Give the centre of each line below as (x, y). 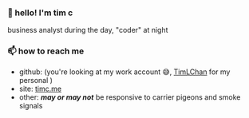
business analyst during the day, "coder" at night (88, 30)
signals (31, 105)
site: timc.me (40, 88)
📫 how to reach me (46, 51)
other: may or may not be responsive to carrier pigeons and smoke (130, 97)
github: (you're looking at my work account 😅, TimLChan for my (125, 72)
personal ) (36, 80)
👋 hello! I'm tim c (40, 13)
